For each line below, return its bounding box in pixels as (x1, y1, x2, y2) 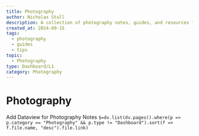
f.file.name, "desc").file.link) (6, 125, 89, 131)
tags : (6, 31, 20, 37)
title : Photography (6, 8, 54, 15)
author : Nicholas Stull (6, 14, 65, 20)
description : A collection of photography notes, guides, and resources (6, 19, 190, 25)
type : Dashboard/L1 (6, 63, 54, 69)
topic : (6, 52, 23, 58)
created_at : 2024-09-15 (6, 25, 65, 31)
